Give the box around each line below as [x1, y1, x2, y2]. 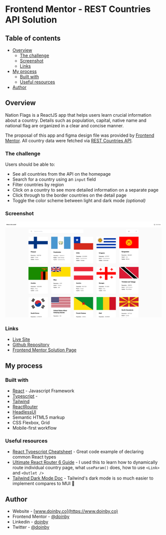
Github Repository [12, 342, 50, 348]
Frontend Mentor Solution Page [12, 347, 77, 353]
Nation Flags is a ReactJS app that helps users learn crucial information [5, 112, 152, 118]
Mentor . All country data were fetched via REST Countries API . [5, 137, 133, 143]
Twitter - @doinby [12, 524, 50, 530]
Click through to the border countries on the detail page [12, 192, 127, 198]
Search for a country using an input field [12, 176, 96, 183]
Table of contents [5, 34, 61, 42]
